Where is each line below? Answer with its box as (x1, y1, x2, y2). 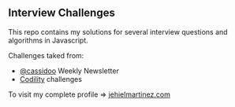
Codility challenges (19, 74, 83, 83)
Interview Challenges (8, 6, 116, 20)
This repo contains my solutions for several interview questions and (8, 27, 228, 36)
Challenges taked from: (8, 50, 84, 60)
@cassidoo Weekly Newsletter (19, 66, 120, 76)
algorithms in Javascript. (8, 35, 88, 45)
